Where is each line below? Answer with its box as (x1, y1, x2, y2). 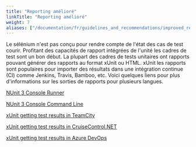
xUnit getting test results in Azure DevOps (6, 135, 107, 142)
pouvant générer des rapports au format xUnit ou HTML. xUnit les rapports (6, 60, 186, 66)
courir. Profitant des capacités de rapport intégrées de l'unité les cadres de (6, 47, 187, 54)
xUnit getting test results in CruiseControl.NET (6, 123, 117, 130)
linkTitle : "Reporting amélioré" (6, 14, 87, 20)
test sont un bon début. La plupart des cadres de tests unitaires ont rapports (6, 53, 190, 60)
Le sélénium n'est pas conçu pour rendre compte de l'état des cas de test (6, 41, 184, 48)
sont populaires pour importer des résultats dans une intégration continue (6, 65, 184, 73)
